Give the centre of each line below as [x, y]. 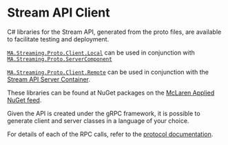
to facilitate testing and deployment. [58, 39]
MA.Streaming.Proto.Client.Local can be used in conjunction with [101, 52]
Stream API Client [59, 13]
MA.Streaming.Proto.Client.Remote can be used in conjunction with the [108, 72]
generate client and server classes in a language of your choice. [98, 120]
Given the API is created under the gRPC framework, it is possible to [104, 113]
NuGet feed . [24, 100]
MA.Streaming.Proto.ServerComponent [60, 59]
